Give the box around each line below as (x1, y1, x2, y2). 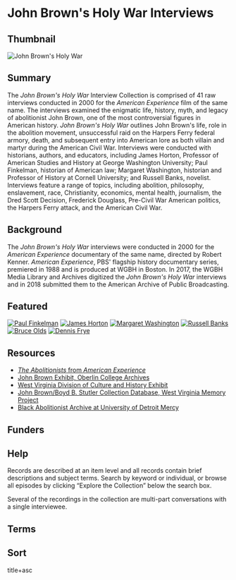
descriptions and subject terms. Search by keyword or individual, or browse (7, 474, 227, 483)
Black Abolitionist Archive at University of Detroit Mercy (17, 404, 180, 412)
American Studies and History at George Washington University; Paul (7, 158, 208, 167)
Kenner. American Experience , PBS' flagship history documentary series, (7, 258, 220, 266)
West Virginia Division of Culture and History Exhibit (17, 381, 168, 389)
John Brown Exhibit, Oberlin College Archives (17, 373, 150, 382)
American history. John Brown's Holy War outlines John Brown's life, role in (7, 121, 227, 129)
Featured (7, 301, 48, 313)
